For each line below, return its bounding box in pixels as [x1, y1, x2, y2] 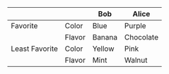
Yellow [92, 44, 115, 54]
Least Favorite [11, 44, 59, 54]
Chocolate [124, 32, 159, 42]
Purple [124, 21, 146, 30]
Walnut [124, 56, 148, 65]
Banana [92, 32, 118, 42]
